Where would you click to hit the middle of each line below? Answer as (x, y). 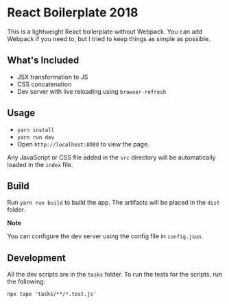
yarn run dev (36, 137)
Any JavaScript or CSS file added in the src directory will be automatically (111, 157)
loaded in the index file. (40, 164)
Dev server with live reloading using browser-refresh (92, 91)
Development (37, 258)
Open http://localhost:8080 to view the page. (83, 144)
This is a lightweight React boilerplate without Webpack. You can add (105, 31)
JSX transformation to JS (52, 77)
